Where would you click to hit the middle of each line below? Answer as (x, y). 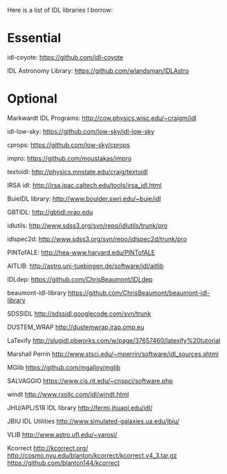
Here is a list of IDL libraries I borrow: (60, 10)
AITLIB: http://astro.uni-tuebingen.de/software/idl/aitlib (85, 266)
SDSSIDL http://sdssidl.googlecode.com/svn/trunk (79, 313)
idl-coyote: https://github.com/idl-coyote (65, 57)
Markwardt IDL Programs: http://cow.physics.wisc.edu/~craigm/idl (102, 118)
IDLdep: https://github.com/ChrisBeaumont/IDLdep (80, 279)
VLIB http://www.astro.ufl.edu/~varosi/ (62, 434)
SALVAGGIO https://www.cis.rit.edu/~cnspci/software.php (90, 380)
